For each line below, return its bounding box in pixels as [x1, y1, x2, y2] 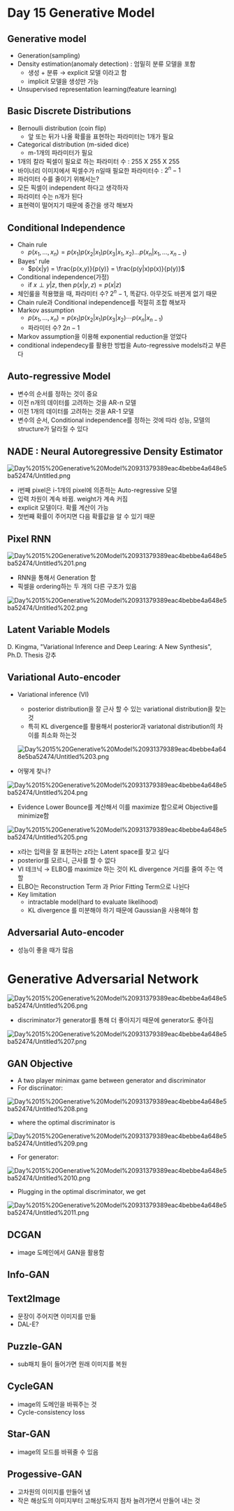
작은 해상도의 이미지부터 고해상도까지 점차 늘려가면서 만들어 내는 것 [17, 1496, 200, 1505]
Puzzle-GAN [7, 1340, 63, 1352]
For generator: [17, 1153, 59, 1162]
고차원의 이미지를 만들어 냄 [17, 1488, 91, 1496]
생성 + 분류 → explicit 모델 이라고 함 [27, 69, 127, 76]
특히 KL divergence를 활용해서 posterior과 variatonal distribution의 [27, 722, 216, 730]
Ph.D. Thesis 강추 [7, 650, 57, 659]
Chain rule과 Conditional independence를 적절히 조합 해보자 [17, 298, 187, 306]
